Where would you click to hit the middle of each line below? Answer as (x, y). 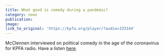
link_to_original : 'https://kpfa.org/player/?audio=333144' (71, 29)
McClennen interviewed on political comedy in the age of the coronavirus (82, 43)
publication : (19, 19)
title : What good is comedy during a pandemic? (57, 10)
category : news (21, 15)
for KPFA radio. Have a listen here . (41, 48)
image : (12, 24)
